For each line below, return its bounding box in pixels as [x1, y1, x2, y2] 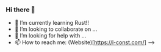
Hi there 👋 [5, 5, 36, 14]
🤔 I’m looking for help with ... [14, 32, 87, 39]
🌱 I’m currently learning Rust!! [14, 19, 90, 27]
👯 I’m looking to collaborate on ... [14, 25, 98, 33]
